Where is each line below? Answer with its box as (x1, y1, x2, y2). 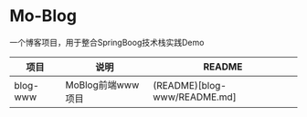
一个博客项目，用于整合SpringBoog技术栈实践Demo (9, 37, 205, 48)
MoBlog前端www (65, 79, 140, 91)
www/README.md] (152, 90, 237, 103)
